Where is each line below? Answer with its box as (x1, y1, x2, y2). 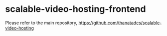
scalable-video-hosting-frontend (5, 3, 146, 15)
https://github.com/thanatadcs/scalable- (78, 20, 162, 26)
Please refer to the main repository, (5, 20, 78, 26)
